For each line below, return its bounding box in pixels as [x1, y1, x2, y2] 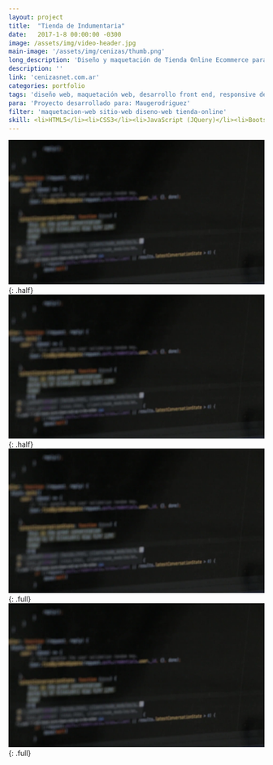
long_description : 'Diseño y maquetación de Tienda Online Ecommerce [8, 56, 249, 64]
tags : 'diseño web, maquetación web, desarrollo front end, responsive [8, 90, 256, 98]
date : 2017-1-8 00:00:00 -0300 [8, 30, 122, 38]
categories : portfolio [8, 81, 85, 90]
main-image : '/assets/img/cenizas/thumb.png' [8, 47, 165, 56]
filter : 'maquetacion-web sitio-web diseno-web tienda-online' [8, 107, 227, 116]
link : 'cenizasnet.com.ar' [8, 73, 100, 81]
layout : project [8, 13, 63, 21]
